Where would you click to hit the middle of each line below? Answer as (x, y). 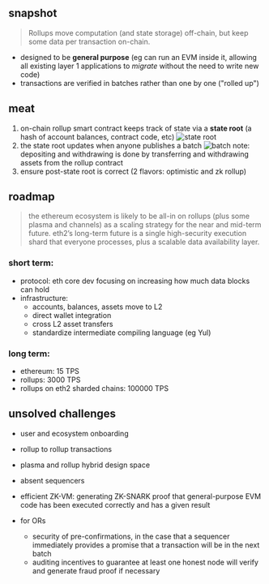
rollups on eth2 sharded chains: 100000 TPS (94, 389)
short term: (31, 263)
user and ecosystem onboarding (74, 433)
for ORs (33, 520)
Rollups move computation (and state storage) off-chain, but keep (138, 32)
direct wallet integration (72, 315)
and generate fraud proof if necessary (96, 570)
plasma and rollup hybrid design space (85, 465)
